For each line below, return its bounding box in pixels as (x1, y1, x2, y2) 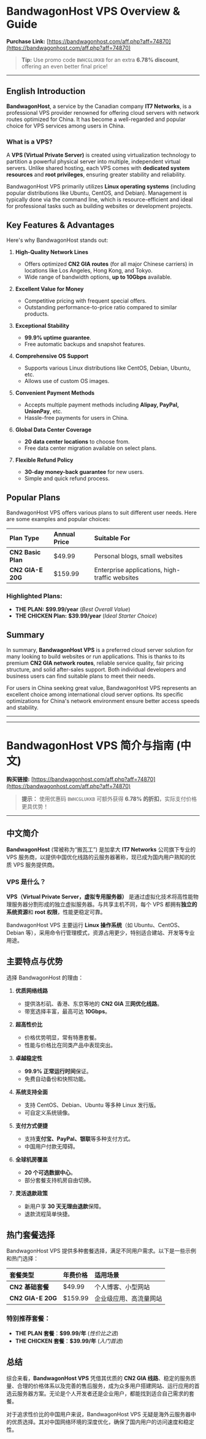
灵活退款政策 (15, 1189, 48, 1197)
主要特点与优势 (6, 956, 63, 967)
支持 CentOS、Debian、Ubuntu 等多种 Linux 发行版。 (24, 1101, 159, 1109)
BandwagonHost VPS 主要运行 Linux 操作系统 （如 (6, 921, 133, 928)
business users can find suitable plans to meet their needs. (6, 672, 155, 680)
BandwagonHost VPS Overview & (6, 4, 181, 18)
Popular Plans (6, 492, 61, 503)
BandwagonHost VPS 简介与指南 (6, 739, 174, 753)
